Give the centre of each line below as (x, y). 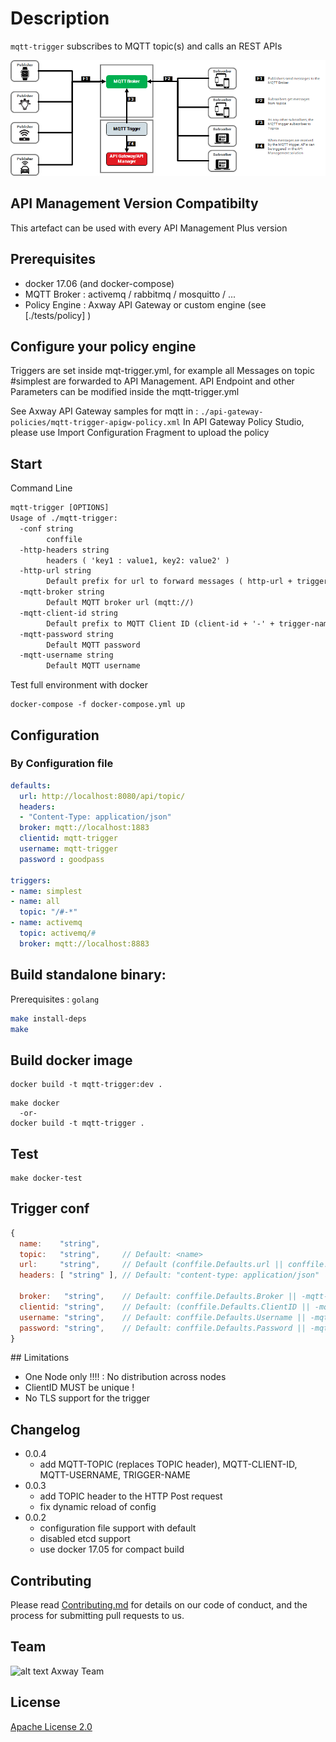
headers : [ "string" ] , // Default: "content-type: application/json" (169, 1275)
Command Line (41, 488)
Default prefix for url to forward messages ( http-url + (169, 582)
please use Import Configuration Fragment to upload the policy (140, 433)
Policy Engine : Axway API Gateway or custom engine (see (145, 304)
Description (60, 18)
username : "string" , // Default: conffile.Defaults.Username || (163, 1317)
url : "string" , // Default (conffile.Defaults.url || (151, 1265)
